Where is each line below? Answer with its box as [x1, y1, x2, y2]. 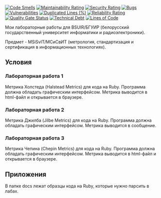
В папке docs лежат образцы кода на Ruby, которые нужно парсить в [5, 183, 149, 189]
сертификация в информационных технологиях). [5, 44, 106, 50]
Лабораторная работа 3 [5, 134, 64, 141]
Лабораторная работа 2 [5, 106, 64, 113]
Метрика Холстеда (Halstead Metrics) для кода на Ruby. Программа [5, 84, 146, 90]
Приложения [5, 170, 47, 179]
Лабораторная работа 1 [5, 73, 64, 80]
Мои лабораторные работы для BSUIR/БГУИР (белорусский [5, 24, 129, 30]
